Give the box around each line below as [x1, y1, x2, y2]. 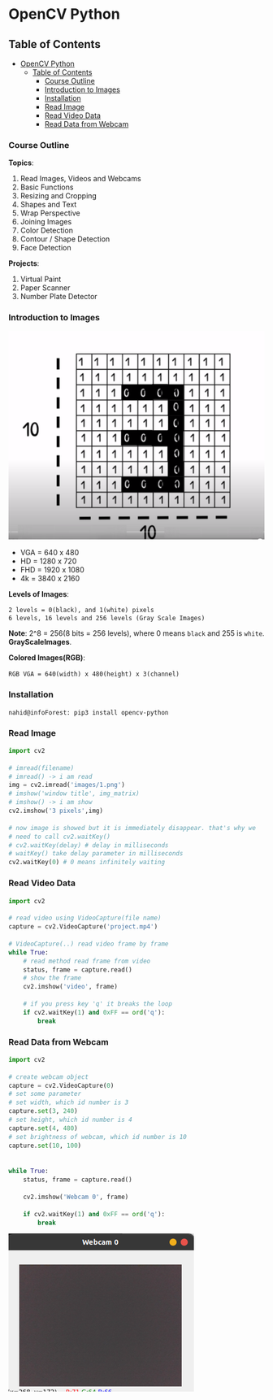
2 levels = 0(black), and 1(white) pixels [8, 607, 154, 615]
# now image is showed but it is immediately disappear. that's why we [8, 824, 256, 832]
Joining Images [19, 217, 72, 227]
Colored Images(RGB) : [8, 653, 85, 663]
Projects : [8, 259, 40, 268]
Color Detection [19, 225, 73, 236]
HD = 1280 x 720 [19, 556, 77, 566]
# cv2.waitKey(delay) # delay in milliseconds [8, 841, 169, 850]
